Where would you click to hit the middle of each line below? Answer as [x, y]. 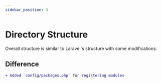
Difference [22, 64]
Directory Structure [47, 34]
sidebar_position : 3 [27, 10]
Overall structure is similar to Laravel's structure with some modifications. [81, 48]
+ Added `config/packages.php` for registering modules [65, 75]
